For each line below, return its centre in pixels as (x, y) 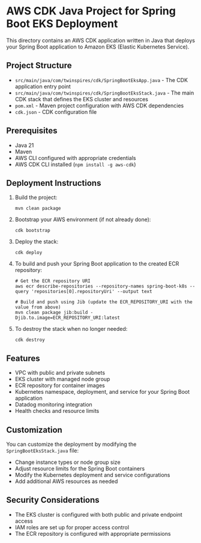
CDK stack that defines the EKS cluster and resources (82, 99)
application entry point (43, 86)
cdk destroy (30, 340)
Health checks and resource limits (57, 411)
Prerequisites (32, 131)
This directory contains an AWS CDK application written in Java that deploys (100, 40)
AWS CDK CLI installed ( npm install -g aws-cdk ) (75, 164)
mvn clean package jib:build (51, 313)
